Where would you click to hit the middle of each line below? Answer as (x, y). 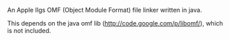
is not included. (29, 31)
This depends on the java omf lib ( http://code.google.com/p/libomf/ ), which (115, 23)
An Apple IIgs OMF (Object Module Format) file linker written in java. (105, 10)
